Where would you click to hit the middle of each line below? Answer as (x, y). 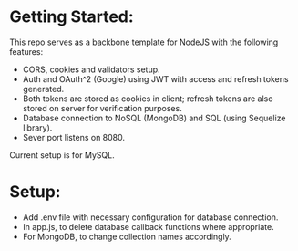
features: (26, 51)
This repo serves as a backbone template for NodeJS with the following (144, 42)
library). (37, 127)
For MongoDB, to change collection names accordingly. (127, 236)
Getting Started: (72, 17)
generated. (43, 89)
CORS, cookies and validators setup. (92, 69)
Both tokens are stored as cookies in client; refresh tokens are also (148, 99)
